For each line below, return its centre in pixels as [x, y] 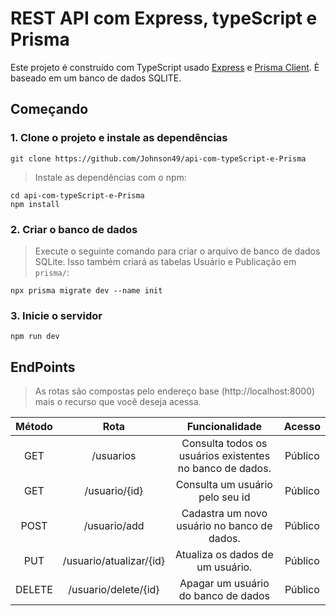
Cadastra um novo [224, 514]
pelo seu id [224, 497]
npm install [35, 204]
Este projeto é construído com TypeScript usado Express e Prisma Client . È [165, 67]
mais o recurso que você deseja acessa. [118, 402]
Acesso [302, 427]
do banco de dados [224, 596]
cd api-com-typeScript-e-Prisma [77, 195]
